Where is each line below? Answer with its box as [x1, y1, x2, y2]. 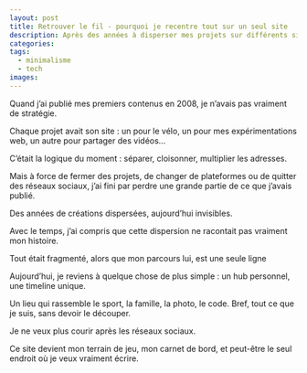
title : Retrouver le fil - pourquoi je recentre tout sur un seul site [9, 22, 288, 31]
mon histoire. [9, 235, 59, 246]
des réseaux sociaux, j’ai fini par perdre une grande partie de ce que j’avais [9, 180, 292, 191]
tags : [9, 48, 30, 57]
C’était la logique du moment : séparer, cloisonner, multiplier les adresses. [9, 153, 288, 164]
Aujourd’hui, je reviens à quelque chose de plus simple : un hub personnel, [9, 271, 291, 282]
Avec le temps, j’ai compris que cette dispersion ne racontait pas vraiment [9, 225, 288, 236]
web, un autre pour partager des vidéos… [9, 134, 166, 146]
